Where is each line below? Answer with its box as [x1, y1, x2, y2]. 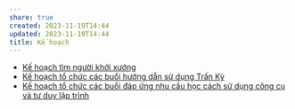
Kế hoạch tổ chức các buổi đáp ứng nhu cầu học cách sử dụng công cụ [21, 81, 286, 91]
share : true [9, 12, 53, 22]
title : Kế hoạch [9, 37, 70, 47]
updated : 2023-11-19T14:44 [9, 29, 110, 38]
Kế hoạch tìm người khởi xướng [21, 62, 136, 73]
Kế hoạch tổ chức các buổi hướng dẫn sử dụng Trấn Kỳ [21, 72, 225, 82]
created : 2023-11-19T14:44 [9, 21, 110, 30]
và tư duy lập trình [21, 90, 89, 101]
